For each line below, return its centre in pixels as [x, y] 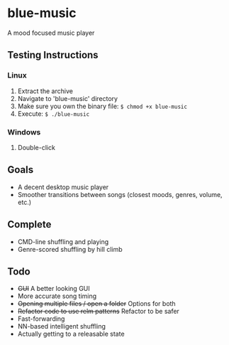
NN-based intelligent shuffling [62, 327]
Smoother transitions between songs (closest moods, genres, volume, [120, 194]
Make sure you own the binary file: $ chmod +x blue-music [102, 106]
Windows [24, 132]
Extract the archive [45, 91]
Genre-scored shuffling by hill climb [70, 249]
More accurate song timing [57, 296]
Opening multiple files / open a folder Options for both [96, 304]
